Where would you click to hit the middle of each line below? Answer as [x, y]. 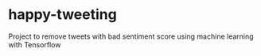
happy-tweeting [62, 15]
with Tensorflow [35, 44]
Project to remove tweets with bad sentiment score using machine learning [131, 36]
